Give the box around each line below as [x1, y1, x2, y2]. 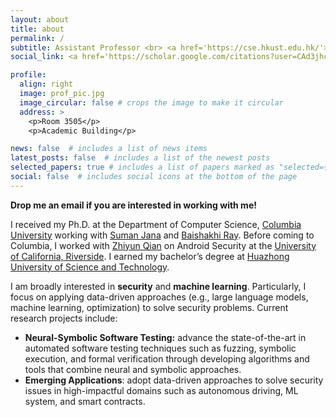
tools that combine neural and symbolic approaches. [24, 363, 242, 375]
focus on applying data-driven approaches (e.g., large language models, [10, 291, 309, 303]
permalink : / [10, 33, 65, 43]
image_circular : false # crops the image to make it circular [19, 97, 284, 108]
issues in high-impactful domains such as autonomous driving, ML [24, 384, 299, 396]
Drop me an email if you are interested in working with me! [10, 199, 257, 211]
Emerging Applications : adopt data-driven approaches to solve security [24, 374, 324, 386]
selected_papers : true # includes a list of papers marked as [10, 162, 275, 173]
